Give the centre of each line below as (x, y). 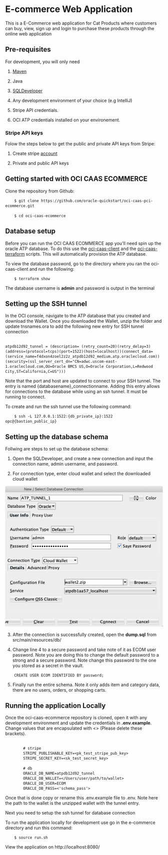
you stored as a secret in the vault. (48, 666)
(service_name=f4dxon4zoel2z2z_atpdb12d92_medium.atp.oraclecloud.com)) (82, 357)
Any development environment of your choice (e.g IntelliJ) (72, 100)
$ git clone (26, 201)
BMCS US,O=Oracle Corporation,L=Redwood (110, 367)
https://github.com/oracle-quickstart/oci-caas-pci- (97, 201)
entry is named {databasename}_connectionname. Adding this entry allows (82, 386)
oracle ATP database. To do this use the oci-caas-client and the (71, 249)
